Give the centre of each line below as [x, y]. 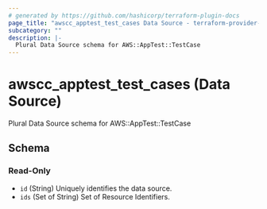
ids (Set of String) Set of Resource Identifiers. [95, 196]
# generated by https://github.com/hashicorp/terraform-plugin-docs [124, 15]
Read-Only [30, 171]
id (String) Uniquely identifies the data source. [96, 188]
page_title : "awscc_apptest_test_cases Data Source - [99, 23]
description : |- [35, 38]
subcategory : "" [35, 30]
